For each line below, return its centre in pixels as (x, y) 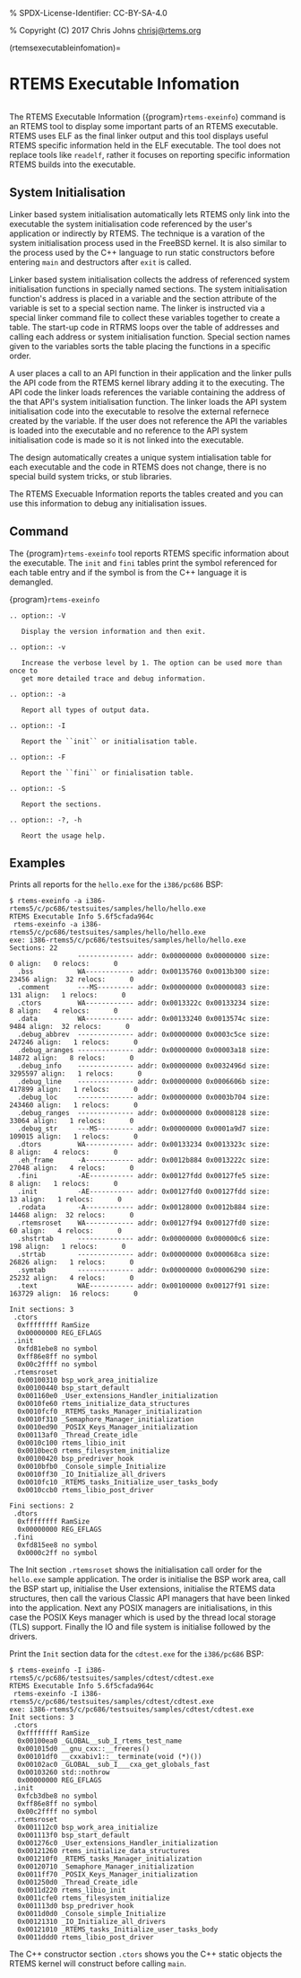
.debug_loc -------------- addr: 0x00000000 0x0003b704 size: (144, 1098)
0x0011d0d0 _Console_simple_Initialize (92, 1914)
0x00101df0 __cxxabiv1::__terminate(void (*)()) (110, 1757)
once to (24, 671)
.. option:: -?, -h (46, 820)
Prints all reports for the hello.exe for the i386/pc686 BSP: (116, 884)
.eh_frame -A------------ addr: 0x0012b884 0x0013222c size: (144, 1160)
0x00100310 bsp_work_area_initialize (88, 1380)
